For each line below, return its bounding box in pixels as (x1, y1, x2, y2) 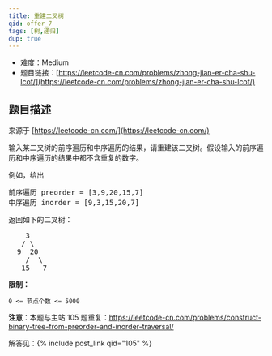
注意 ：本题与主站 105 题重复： (8, 313, 109, 323)
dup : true (8, 34, 42, 43)
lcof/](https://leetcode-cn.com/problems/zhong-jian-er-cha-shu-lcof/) (19, 77, 256, 87)
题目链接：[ (19, 68, 59, 78)
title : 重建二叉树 (8, 11, 65, 20)
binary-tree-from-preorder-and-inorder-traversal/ (8, 322, 174, 332)
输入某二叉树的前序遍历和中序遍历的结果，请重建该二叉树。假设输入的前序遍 (8, 143, 264, 152)
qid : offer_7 (8, 19, 53, 28)
